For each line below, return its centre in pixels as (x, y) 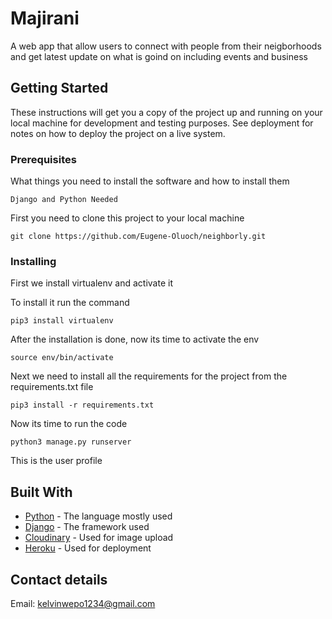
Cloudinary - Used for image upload (99, 538)
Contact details (59, 579)
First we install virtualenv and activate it (91, 283)
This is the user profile (56, 461)
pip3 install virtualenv (62, 321)
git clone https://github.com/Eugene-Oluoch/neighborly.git (138, 237)
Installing (33, 261)
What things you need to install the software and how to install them (150, 181)
